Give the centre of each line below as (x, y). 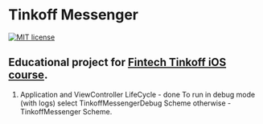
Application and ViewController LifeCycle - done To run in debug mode (138, 94)
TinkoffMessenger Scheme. (66, 111)
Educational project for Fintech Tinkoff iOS (117, 62)
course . (28, 75)
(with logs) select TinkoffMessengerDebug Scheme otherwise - (125, 103)
